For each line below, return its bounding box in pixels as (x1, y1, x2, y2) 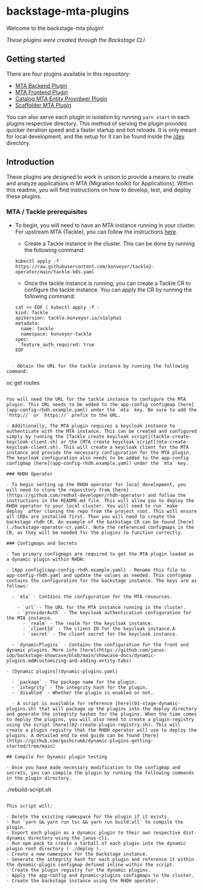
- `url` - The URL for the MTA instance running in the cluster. (17, 604, 187, 611)
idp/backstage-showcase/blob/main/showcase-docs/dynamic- (6, 652, 156, 658)
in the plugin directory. (6, 775, 72, 781)
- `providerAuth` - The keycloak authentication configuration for (17, 609, 191, 615)
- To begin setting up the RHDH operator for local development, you (6, 481, 187, 487)
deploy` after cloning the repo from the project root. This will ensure (6, 508, 198, 514)
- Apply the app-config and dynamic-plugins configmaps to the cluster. (6, 872, 194, 878)
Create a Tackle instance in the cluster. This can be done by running (24, 240, 195, 247)
